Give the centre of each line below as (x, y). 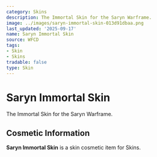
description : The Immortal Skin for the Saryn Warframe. (79, 17)
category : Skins (26, 12)
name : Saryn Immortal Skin (40, 34)
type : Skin (20, 68)
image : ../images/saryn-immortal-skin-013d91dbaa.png (75, 23)
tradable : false (26, 62)
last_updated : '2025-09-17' (42, 29)
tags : (13, 46)
